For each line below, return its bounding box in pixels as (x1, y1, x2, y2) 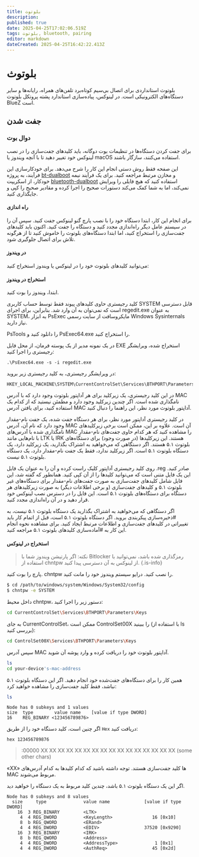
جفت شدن (6, 116, 42, 126)
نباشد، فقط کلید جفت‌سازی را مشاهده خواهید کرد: (6, 682, 117, 689)
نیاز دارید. (6, 319, 28, 326)
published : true (6, 19, 47, 25)
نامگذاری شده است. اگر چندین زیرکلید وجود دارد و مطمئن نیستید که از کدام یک (6, 398, 180, 405)
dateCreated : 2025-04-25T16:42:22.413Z (6, 42, 105, 48)
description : (6, 14, 39, 20)
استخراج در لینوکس (6, 539, 49, 547)
